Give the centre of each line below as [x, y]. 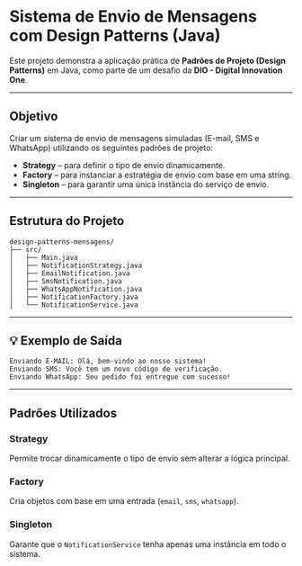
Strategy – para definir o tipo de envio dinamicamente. [124, 165]
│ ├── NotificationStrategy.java [76, 265]
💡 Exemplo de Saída [66, 341]
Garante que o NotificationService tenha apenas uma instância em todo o [148, 544]
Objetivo [34, 117]
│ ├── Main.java [44, 257]
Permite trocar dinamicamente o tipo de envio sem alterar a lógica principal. [150, 458]
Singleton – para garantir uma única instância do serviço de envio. [146, 184]
